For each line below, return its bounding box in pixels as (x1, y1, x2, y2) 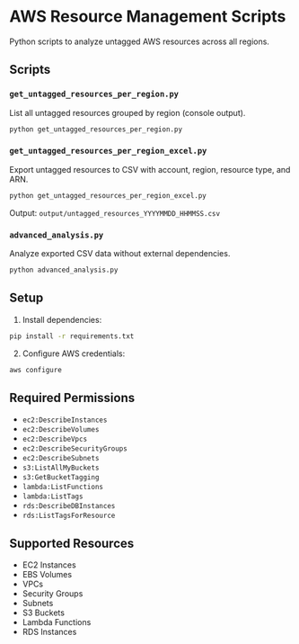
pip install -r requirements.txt (9, 331, 135, 341)
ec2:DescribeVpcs (22, 434, 88, 444)
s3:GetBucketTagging (22, 473, 100, 482)
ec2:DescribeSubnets (22, 454, 100, 463)
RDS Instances (22, 627, 77, 638)
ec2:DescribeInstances (22, 416, 108, 425)
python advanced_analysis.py (9, 265, 119, 274)
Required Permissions (9, 389, 136, 406)
